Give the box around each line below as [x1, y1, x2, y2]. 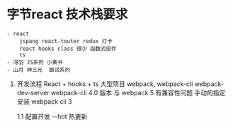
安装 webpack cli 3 [16, 97, 72, 106]
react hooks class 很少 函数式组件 [19, 45, 117, 52]
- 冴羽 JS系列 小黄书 [6, 59, 63, 66]
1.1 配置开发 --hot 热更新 [16, 112, 88, 121]
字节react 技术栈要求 [6, 6, 128, 23]
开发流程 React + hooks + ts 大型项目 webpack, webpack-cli [16, 79, 193, 88]
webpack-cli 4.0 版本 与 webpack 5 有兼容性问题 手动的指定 [51, 88, 226, 97]
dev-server [16, 88, 50, 97]
